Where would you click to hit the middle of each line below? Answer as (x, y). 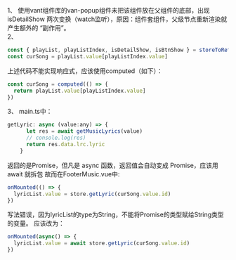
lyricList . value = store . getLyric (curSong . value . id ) (92, 194)
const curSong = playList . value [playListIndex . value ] (88, 56)
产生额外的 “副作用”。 (39, 28)
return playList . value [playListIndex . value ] (80, 91)
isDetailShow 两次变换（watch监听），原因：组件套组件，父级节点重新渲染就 (117, 19)
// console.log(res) (56, 138)
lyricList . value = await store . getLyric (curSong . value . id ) (102, 243)
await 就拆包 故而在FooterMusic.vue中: (64, 174)
